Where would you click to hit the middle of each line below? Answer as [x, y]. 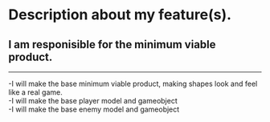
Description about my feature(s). [120, 15]
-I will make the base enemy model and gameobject [94, 109]
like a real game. [35, 92]
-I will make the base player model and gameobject [93, 101]
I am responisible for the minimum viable [112, 45]
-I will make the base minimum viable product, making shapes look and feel [133, 83]
